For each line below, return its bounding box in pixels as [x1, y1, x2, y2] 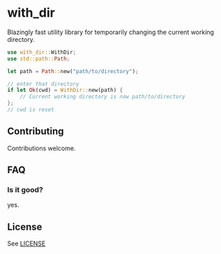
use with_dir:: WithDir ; [7, 49, 77, 56]
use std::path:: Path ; [7, 55, 70, 62]
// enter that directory [7, 80, 79, 88]
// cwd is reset [7, 106, 54, 113]
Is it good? [7, 185, 43, 195]
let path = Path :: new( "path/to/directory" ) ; [7, 68, 139, 74]
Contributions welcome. [7, 144, 76, 152]
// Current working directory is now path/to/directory [20, 93, 186, 100]
